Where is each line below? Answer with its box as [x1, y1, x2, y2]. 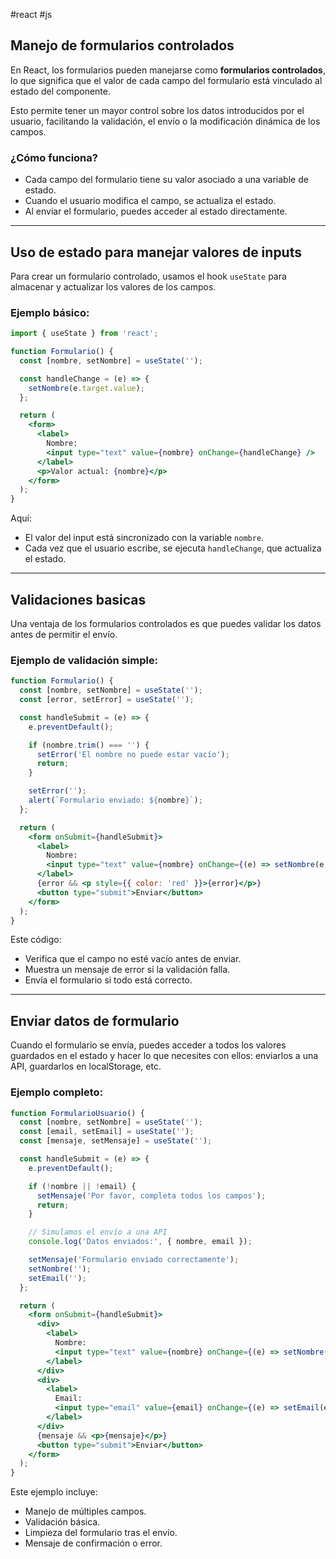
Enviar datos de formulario [10, 1012, 180, 1029]
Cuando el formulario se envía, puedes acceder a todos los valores [10, 1039, 287, 1051]
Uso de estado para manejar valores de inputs [10, 244, 302, 261]
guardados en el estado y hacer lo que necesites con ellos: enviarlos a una [10, 1050, 319, 1062]
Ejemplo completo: [10, 1085, 104, 1099]
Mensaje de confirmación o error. [24, 1537, 163, 1549]
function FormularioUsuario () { [10, 1108, 145, 1118]
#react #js [10, 9, 53, 20]
